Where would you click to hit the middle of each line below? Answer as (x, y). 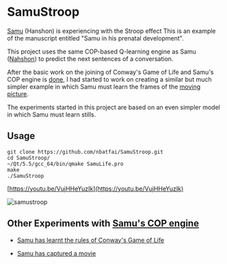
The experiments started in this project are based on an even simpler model (113, 107)
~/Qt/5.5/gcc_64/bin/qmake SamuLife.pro (66, 164)
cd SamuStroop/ (29, 158)
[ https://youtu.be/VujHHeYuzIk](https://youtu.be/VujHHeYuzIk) (95, 189)
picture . (18, 94)
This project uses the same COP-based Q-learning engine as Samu (102, 51)
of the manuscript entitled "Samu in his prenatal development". (95, 38)
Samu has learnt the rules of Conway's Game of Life (91, 240)
